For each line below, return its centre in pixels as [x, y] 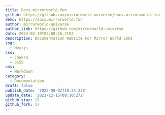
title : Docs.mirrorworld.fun [36, 10]
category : [16, 76]
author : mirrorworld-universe [37, 24]
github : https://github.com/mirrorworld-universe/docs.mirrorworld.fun [82, 15]
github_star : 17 [22, 100]
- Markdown [21, 72]
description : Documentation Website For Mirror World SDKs [69, 39]
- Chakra [19, 57]
